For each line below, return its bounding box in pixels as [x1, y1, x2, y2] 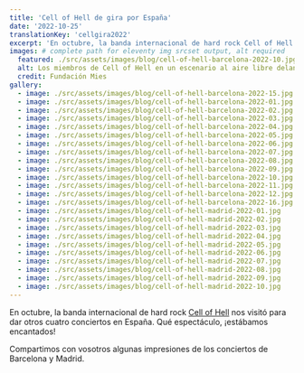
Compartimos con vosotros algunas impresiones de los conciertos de [9, 343, 269, 354]
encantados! [9, 326, 56, 337]
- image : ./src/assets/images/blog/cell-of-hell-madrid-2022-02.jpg [17, 214, 281, 224]
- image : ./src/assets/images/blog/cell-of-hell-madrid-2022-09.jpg [17, 274, 281, 283]
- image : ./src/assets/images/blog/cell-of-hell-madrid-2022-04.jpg [17, 231, 281, 240]
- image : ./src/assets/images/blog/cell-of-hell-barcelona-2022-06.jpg [17, 139, 294, 148]
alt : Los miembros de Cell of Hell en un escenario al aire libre [17, 64, 273, 73]
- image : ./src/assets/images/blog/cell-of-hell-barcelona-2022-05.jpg [17, 131, 294, 140]
